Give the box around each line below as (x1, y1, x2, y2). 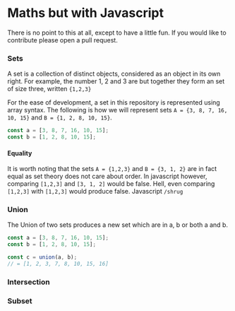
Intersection (7, 277, 51, 287)
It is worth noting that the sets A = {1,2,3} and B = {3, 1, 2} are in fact (7, 165, 217, 173)
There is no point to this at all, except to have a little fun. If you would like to (7, 28, 227, 37)
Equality (7, 148, 32, 157)
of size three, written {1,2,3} (7, 85, 92, 93)
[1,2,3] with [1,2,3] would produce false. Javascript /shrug (7, 187, 183, 196)
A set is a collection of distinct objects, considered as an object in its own (7, 69, 221, 78)
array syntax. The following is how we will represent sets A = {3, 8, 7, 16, (7, 106, 228, 115)
